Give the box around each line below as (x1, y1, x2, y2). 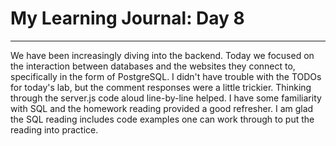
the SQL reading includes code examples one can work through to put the (10, 113, 315, 125)
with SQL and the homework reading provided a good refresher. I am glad (10, 102, 314, 114)
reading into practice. (10, 123, 99, 136)
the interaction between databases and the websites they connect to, (10, 60, 296, 72)
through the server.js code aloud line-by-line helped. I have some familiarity (10, 92, 322, 104)
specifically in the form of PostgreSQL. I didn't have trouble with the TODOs (10, 70, 322, 82)
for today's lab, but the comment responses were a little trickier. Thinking (10, 81, 312, 93)
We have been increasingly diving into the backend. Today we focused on (10, 49, 315, 61)
